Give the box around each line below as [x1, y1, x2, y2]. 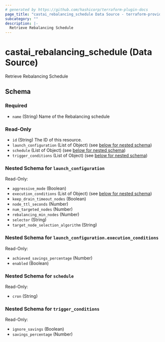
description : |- [5, 21, 38, 26]
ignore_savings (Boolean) [12, 326, 64, 332]
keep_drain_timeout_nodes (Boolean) [12, 196, 86, 202]
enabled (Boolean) [12, 260, 49, 266]
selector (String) [12, 217, 47, 223]
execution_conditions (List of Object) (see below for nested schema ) [12, 191, 152, 197]
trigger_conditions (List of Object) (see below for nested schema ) [12, 153, 148, 159]
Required [5, 102, 27, 109]
